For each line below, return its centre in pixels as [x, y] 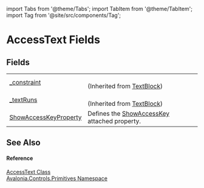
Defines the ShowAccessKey [129, 113]
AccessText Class [29, 172]
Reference [20, 158]
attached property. [114, 121]
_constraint [25, 82]
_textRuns [23, 100]
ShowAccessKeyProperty [46, 117]
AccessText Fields [53, 40]
